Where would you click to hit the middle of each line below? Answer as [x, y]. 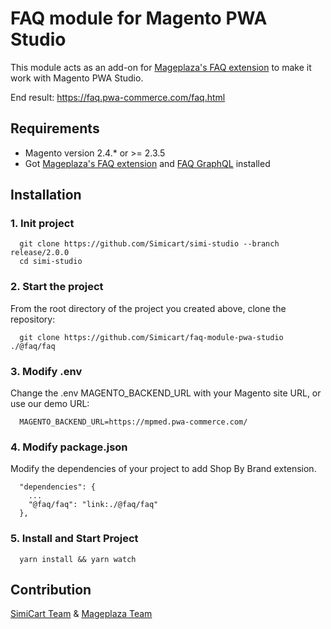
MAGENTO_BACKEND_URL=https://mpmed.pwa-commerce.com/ [133, 422]
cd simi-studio [51, 262]
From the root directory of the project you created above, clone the [148, 308]
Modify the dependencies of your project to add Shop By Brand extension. [163, 469]
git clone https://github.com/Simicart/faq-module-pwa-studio [151, 337]
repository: [33, 319]
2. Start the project [57, 287]
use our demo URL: [50, 404]
